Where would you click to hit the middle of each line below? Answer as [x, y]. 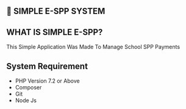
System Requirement [47, 66]
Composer [28, 88]
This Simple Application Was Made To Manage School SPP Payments [93, 47]
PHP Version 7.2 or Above [48, 81]
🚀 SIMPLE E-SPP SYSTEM [56, 11]
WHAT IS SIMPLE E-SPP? [55, 32]
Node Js [26, 100]
